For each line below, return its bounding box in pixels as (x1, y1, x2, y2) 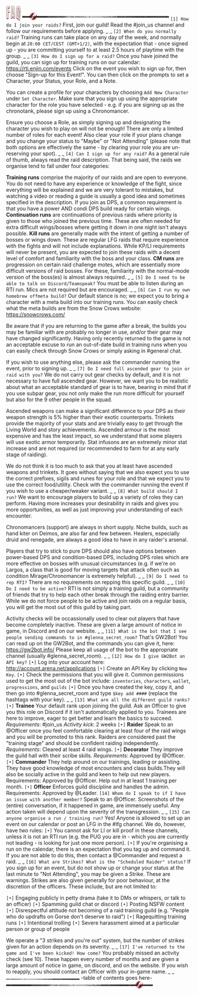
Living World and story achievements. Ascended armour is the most (6, 426, 170, 433)
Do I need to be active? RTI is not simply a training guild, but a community (6, 585, 189, 592)
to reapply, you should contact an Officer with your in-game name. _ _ (6, 968, 175, 975)
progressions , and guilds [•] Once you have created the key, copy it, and (6, 683, 184, 691)
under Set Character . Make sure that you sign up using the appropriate (6, 95, 178, 102)
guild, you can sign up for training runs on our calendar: (6, 59, 141, 66)
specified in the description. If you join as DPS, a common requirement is (6, 199, 182, 205)
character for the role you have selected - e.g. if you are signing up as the (6, 101, 185, 108)
